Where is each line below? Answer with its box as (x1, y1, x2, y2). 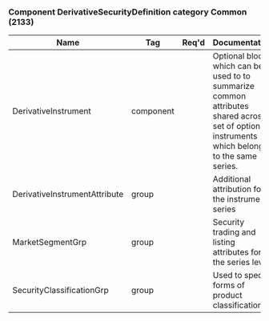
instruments (212, 130, 258, 142)
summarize (212, 81, 255, 92)
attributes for (212, 247, 262, 258)
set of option (212, 121, 261, 132)
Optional (212, 50, 245, 62)
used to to (212, 70, 251, 82)
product (212, 290, 243, 301)
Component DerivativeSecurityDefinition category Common (8, 6, 247, 18)
